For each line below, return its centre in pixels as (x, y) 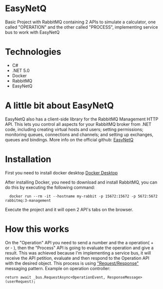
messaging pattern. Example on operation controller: (58, 268)
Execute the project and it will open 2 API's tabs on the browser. (69, 209)
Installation (28, 159)
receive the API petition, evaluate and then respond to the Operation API (77, 258)
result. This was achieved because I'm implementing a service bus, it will (78, 253)
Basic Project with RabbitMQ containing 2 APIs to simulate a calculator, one (80, 22)
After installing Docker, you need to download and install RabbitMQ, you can (81, 182)
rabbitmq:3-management (28, 200)
